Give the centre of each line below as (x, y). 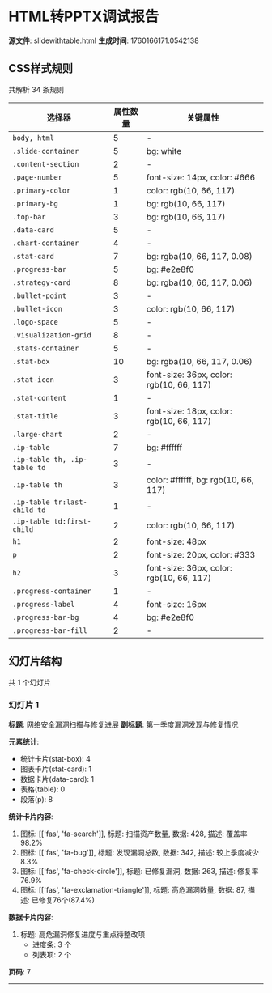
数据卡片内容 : (31, 917)
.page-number (38, 177)
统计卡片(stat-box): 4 (55, 758)
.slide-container (46, 151)
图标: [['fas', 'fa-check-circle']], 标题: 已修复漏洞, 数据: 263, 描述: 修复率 (139, 871)
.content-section (46, 164)
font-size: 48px (176, 541)
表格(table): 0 (42, 789)
